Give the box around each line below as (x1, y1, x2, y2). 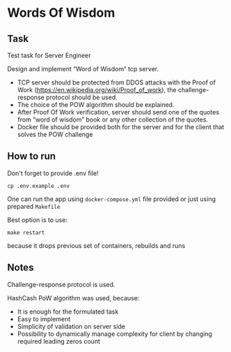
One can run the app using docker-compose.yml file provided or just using (7, 194, 216, 203)
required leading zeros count (17, 337, 101, 345)
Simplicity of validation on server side (17, 322, 125, 330)
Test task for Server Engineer (7, 51, 92, 59)
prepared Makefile (7, 202, 61, 210)
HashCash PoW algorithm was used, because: (7, 293, 140, 302)
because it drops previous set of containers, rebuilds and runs (7, 241, 186, 249)
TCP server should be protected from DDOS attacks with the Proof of (17, 78, 216, 87)
